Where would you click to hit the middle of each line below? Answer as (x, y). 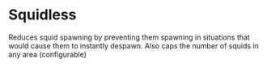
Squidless (42, 15)
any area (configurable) (47, 54)
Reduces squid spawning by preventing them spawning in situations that (129, 37)
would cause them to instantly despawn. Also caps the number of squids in (133, 45)
